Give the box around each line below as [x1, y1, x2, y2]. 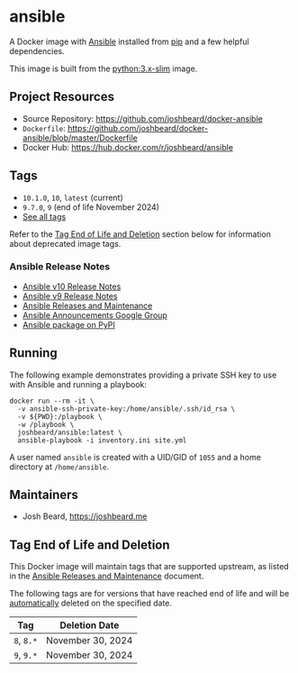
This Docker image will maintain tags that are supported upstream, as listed [9, 561, 290, 572]
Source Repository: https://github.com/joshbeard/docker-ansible [22, 113, 263, 123]
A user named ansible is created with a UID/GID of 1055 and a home [9, 451, 261, 462]
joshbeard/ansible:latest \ [17, 428, 123, 437]
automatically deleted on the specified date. [9, 597, 173, 609]
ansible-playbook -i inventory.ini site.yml [17, 435, 187, 445]
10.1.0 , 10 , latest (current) [22, 192, 123, 203]
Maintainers [9, 487, 79, 503]
